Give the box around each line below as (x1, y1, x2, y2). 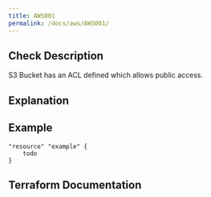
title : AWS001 (8, 11, 56, 20)
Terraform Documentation (8, 178, 142, 191)
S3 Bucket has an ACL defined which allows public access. (8, 70, 203, 80)
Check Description (8, 49, 104, 63)
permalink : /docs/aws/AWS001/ (8, 19, 110, 27)
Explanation (8, 93, 70, 107)
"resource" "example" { (8, 142, 88, 150)
